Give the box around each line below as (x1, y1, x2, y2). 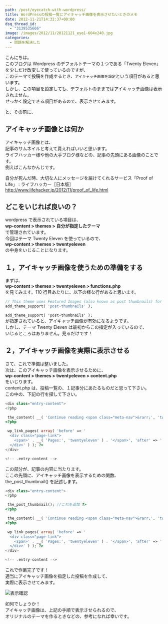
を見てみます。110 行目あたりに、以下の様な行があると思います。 (5, 289, 139, 295)
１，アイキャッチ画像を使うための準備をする (5, 263, 143, 272)
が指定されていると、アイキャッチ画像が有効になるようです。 (5, 318, 131, 324)
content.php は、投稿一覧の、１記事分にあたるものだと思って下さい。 (5, 384, 149, 391)
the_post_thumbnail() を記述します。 (5, 478, 80, 484)
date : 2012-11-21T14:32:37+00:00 (5, 17, 75, 22)
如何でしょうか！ (5, 601, 40, 606)
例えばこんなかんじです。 (5, 164, 57, 170)
